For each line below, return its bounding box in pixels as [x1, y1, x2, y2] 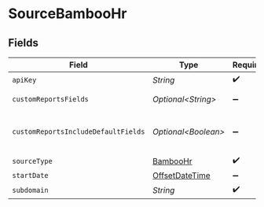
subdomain [12, 186, 49, 194]
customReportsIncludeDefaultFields [12, 128, 145, 136]
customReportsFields [12, 95, 89, 103]
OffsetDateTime [152, 170, 211, 181]
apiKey [12, 76, 37, 84]
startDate [12, 171, 49, 179]
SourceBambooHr [8, 5, 127, 23]
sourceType [12, 157, 53, 165]
